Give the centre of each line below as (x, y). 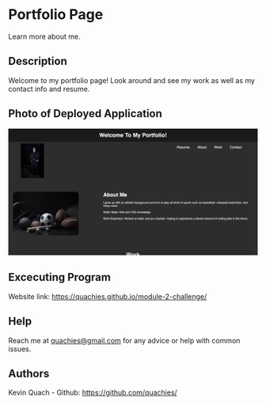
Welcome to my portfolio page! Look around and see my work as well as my (132, 80)
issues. (20, 349)
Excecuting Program (59, 277)
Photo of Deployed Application (85, 114)
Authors (29, 374)
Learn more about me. (44, 36)
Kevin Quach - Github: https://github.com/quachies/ (93, 392)
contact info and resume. (49, 89)
